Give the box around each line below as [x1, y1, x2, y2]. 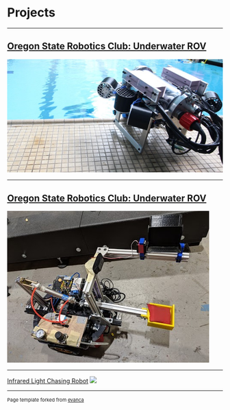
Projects [7, 5, 56, 21]
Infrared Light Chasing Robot [7, 377, 89, 385]
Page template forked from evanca [7, 396, 84, 404]
